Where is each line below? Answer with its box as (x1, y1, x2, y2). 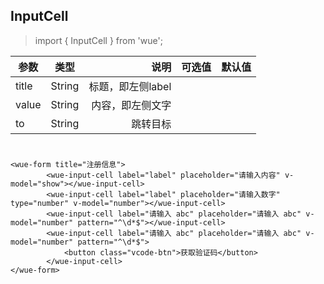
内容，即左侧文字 (91, 98, 172, 112)
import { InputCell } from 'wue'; (34, 34, 163, 46)
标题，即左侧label (88, 79, 172, 93)
